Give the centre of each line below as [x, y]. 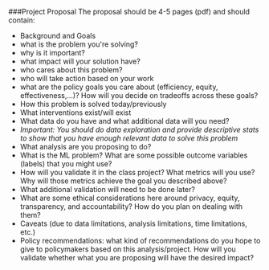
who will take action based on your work [87, 78]
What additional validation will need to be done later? [107, 189]
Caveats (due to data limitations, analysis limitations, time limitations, [133, 223]
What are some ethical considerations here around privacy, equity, [130, 198]
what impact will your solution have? [80, 61]
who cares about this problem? [71, 70]
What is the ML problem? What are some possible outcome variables [134, 155]
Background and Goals [58, 36]
